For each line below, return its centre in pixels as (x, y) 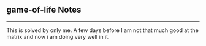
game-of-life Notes (44, 10)
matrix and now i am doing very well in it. (58, 36)
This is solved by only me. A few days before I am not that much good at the (103, 30)
